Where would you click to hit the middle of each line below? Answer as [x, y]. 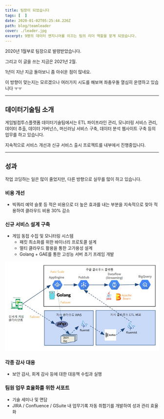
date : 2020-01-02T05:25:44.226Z [38, 20]
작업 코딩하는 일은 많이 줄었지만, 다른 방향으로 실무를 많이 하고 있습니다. [73, 179]
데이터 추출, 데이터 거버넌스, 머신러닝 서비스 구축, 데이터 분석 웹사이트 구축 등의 [81, 128]
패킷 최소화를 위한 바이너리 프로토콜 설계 [58, 242]
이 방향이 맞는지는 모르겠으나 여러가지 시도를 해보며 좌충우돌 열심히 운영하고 [77, 82]
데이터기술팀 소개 [30, 110]
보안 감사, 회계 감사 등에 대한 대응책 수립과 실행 [57, 374]
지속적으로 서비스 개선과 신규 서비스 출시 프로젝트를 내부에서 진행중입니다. [75, 145]
